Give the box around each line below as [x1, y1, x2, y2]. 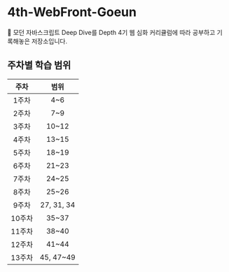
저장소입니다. [31, 36, 68, 45]
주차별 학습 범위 [7, 59, 71, 71]
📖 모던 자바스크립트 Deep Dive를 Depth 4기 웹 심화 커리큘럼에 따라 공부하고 [7, 28, 216, 36]
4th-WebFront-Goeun [7, 4, 137, 20]
